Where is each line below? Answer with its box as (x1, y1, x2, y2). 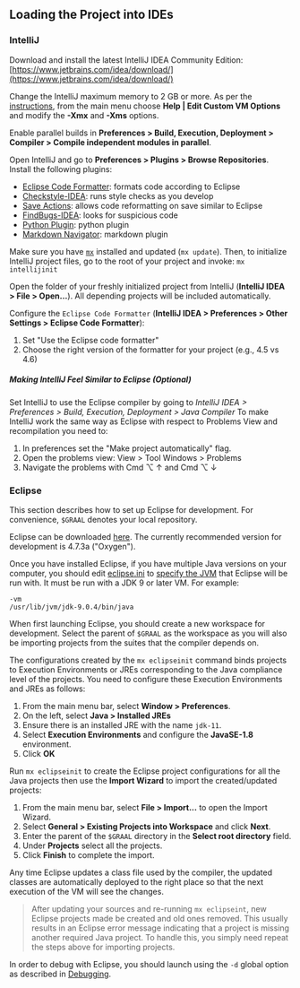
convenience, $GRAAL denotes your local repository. (9, 514, 198, 524)
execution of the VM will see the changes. (9, 886, 164, 897)
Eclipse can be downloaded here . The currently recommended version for (9, 531, 282, 542)
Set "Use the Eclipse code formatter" (21, 334, 159, 345)
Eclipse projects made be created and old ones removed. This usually (30, 913, 288, 923)
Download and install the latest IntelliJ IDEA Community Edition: (9, 54, 244, 65)
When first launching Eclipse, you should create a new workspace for (9, 618, 266, 628)
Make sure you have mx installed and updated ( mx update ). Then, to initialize (9, 246, 287, 256)
